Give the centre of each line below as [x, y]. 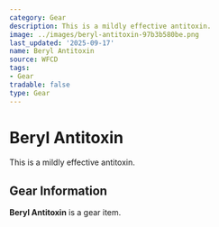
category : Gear [38, 18]
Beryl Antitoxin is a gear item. [65, 213]
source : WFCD [34, 59]
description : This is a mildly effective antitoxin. [110, 26]
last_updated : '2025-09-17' [62, 43]
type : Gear [30, 93]
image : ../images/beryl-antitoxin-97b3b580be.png [105, 34]
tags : [19, 68]
